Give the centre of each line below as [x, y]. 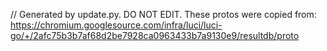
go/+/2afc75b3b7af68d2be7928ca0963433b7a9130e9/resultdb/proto [155, 35]
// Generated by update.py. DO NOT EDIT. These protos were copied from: [163, 14]
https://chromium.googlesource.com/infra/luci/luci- [116, 25]
